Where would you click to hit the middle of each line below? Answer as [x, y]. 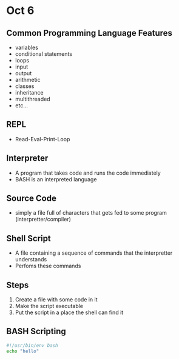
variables [26, 47]
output [23, 73]
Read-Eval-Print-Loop [42, 139]
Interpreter [27, 158]
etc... [22, 106]
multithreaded [32, 99]
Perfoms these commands [48, 266]
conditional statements [44, 54]
